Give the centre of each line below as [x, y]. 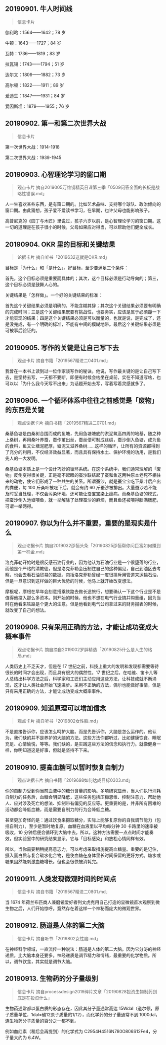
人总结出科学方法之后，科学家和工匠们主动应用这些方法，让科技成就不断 [79, 678]
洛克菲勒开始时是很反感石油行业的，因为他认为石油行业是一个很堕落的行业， [83, 562]
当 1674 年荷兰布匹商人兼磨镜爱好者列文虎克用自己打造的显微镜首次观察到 [80, 902]
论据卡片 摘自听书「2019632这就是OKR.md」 [63, 257]
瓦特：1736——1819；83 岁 [33, 53]
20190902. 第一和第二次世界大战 [56, 123]
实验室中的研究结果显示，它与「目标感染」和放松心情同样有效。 [83, 839]
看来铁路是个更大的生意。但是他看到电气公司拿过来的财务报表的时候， [89, 604]
